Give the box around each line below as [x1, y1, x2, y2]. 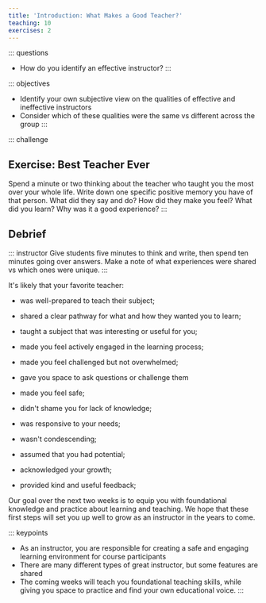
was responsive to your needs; [19, 419, 121, 428]
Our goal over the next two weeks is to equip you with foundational [8, 496, 228, 505]
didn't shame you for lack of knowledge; [19, 404, 152, 413]
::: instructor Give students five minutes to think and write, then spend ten [8, 248, 249, 258]
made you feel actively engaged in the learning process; [19, 342, 204, 351]
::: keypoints [8, 528, 48, 537]
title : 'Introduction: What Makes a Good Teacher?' [8, 11, 183, 20]
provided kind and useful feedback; [19, 481, 137, 490]
